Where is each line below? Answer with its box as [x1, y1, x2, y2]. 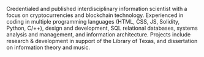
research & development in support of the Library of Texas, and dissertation [6, 38, 198, 44]
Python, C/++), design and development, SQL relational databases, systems [6, 24, 198, 32]
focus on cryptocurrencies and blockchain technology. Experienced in [6, 12, 184, 19]
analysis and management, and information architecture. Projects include [6, 31, 191, 38]
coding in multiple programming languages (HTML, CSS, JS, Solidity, [6, 18, 180, 25]
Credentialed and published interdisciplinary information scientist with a [6, 5, 187, 12]
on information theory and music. [6, 44, 91, 51]
